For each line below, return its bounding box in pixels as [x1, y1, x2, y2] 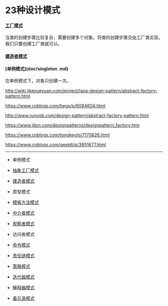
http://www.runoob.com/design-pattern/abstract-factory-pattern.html [5, 112, 149, 118]
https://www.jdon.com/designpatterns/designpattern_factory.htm [5, 122, 140, 128]
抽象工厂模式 [12, 168, 39, 174]
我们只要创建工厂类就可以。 [5, 41, 62, 47]
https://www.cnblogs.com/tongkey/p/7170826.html [5, 132, 110, 138]
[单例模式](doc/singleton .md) [5, 66, 68, 72]
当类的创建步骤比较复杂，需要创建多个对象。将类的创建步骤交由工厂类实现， [5, 35, 163, 41]
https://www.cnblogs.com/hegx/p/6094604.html [5, 103, 106, 109]
